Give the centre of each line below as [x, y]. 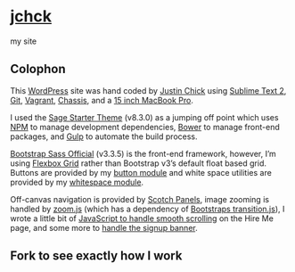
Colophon [38, 69]
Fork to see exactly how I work [96, 256]
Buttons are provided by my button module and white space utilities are [141, 172]
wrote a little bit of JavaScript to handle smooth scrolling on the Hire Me [142, 218]
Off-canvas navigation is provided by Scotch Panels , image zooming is [140, 199]
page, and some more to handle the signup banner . [104, 227]
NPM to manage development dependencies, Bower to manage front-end [145, 127]
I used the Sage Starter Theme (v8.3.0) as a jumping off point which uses [144, 117]
